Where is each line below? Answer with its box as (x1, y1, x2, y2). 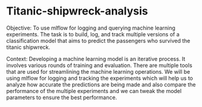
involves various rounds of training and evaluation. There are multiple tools (6, 62, 192, 69)
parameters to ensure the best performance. (6, 94, 117, 101)
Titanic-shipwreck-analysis (6, 4, 148, 18)
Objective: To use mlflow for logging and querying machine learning (6, 24, 175, 31)
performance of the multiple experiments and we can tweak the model (6, 87, 182, 94)
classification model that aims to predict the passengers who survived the (6, 37, 191, 44)
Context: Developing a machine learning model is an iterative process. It (6, 55, 186, 62)
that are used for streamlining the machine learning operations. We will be (6, 68, 191, 75)
